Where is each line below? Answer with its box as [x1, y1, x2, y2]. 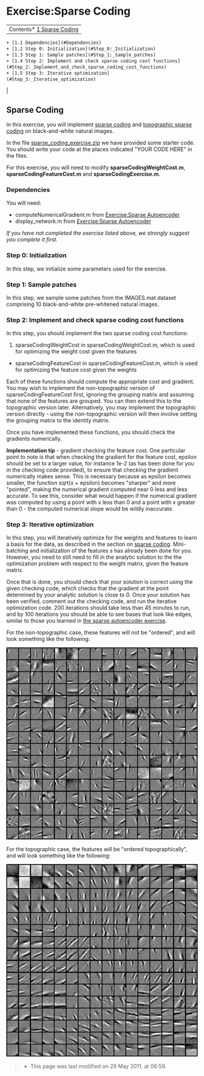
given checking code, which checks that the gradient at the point [6, 585, 169, 592]
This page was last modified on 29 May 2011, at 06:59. [30, 1063, 167, 1070]
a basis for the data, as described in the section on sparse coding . [6, 540, 172, 548]
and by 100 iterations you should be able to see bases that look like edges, [6, 611, 193, 618]
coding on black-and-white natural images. [6, 127, 114, 135]
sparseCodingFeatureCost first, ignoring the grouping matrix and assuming [6, 391, 194, 398]
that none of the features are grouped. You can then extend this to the [6, 397, 182, 405]
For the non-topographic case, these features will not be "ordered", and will [6, 629, 195, 636]
